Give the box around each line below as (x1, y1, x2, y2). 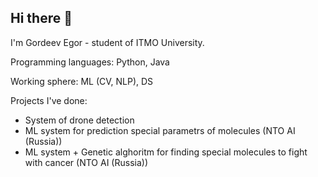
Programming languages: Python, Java (10, 56, 170, 68)
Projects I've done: (10, 94, 88, 106)
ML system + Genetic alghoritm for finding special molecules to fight (24, 146, 308, 158)
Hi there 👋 (10, 10, 73, 27)
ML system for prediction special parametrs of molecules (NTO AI (24, 124, 296, 136)
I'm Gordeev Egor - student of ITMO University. (10, 36, 205, 48)
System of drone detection (24, 114, 135, 126)
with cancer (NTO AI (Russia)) (24, 156, 148, 168)
